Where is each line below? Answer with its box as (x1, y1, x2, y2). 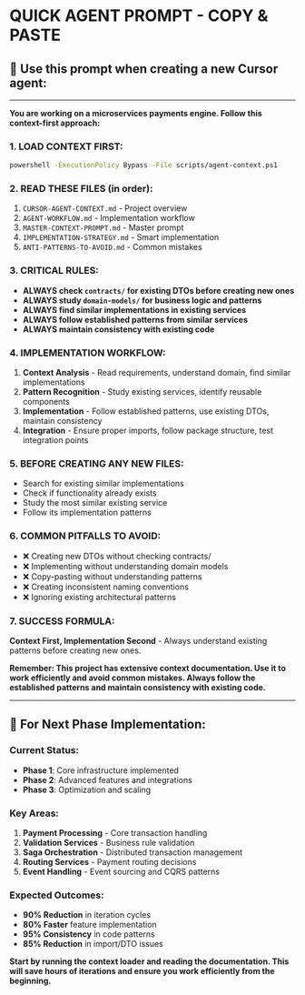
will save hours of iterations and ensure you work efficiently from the (9, 966, 275, 977)
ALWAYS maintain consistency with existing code (22, 324, 215, 335)
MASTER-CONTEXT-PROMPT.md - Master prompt (22, 222, 184, 233)
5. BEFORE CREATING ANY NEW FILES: (9, 457, 184, 469)
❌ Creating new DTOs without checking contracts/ (22, 550, 212, 561)
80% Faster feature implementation (22, 920, 157, 930)
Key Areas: (9, 807, 59, 819)
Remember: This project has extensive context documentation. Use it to (9, 662, 286, 673)
